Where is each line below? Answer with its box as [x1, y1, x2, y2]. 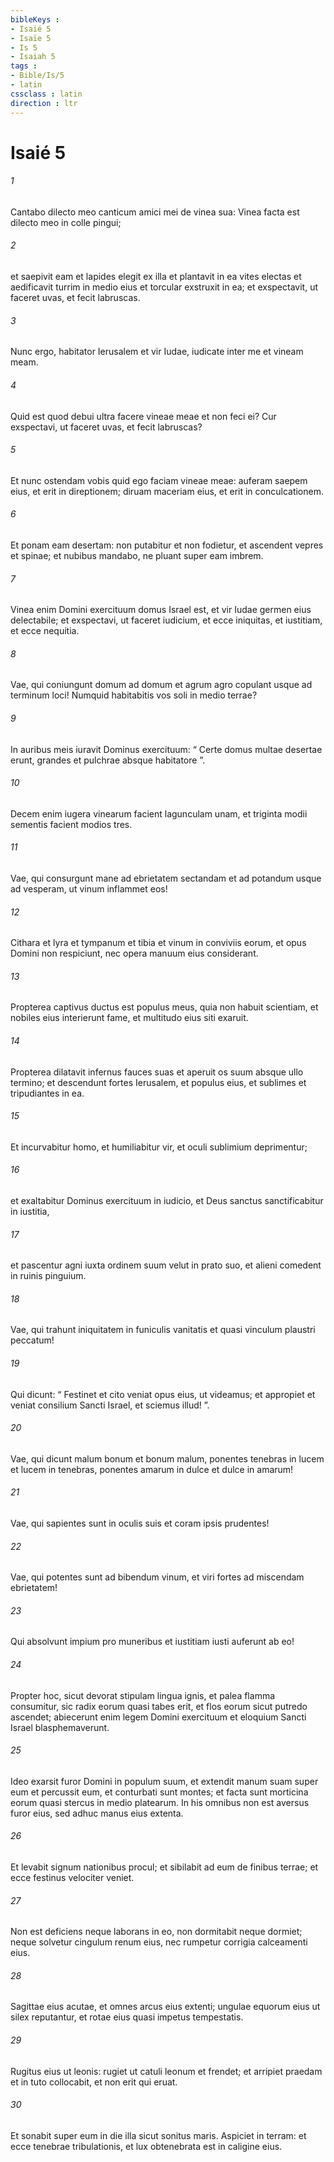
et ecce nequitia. [10, 625, 80, 637]
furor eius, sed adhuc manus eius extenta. [10, 1807, 184, 1819]
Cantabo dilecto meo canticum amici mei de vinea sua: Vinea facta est [10, 206, 300, 218]
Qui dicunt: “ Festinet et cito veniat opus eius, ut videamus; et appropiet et [10, 1388, 316, 1400]
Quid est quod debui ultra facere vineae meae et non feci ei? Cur [10, 410, 277, 422]
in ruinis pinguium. [10, 1270, 87, 1282]
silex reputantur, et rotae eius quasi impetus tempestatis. [10, 2011, 244, 2023]
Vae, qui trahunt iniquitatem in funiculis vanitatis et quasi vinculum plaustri [10, 1324, 316, 1336]
